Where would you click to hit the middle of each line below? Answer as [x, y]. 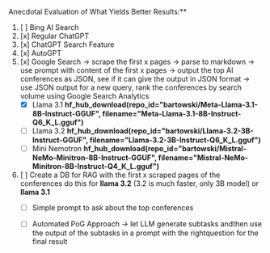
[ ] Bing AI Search [49, 27]
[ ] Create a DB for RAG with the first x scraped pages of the [120, 175]
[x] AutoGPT [41, 53]
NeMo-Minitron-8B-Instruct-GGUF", [95, 158]
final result [50, 242]
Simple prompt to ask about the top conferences [113, 208]
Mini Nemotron [57, 149]
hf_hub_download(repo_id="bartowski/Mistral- [165, 149]
